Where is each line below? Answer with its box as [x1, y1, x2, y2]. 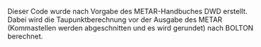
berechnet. [7, 31, 44, 41]
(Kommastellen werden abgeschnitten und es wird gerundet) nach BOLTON [7, 23, 254, 32]
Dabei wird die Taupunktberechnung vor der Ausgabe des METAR [7, 15, 223, 24]
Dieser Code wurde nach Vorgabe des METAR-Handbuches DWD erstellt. [7, 7, 248, 16]
